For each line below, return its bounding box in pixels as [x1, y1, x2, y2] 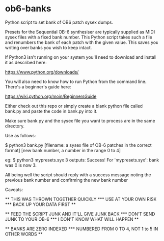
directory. [5, 123, 25, 129]
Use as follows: [5, 132, 36, 138]
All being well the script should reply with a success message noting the [5, 171, 151, 178]
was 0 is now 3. [5, 162, 37, 168]
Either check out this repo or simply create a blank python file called [5, 103, 143, 109]
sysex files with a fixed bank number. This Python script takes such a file [5, 34, 152, 40]
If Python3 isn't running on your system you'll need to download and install [5, 54, 157, 60]
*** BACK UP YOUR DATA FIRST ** [5, 201, 76, 207]
